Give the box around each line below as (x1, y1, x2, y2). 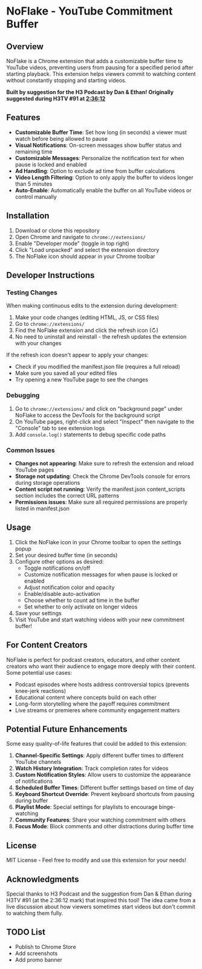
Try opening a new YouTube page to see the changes (15, 376, 148, 383)
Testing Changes (6, 288, 57, 297)
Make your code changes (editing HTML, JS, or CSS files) (15, 314, 159, 321)
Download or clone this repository (15, 226, 100, 234)
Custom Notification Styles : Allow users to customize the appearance (15, 771, 191, 778)
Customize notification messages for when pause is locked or (24, 570, 178, 578)
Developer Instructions (6, 270, 95, 280)
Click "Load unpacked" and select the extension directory (15, 246, 160, 253)
